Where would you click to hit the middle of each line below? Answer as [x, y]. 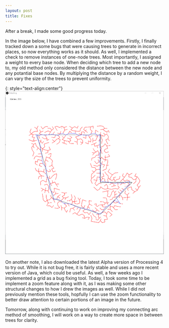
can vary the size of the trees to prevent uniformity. [58, 78]
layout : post [19, 11]
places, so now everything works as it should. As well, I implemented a [78, 52]
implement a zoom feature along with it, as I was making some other [76, 284]
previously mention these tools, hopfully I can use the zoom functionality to [83, 294]
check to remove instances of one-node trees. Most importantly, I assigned [83, 57]
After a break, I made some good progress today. [56, 31]
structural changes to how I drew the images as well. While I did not [75, 289]
